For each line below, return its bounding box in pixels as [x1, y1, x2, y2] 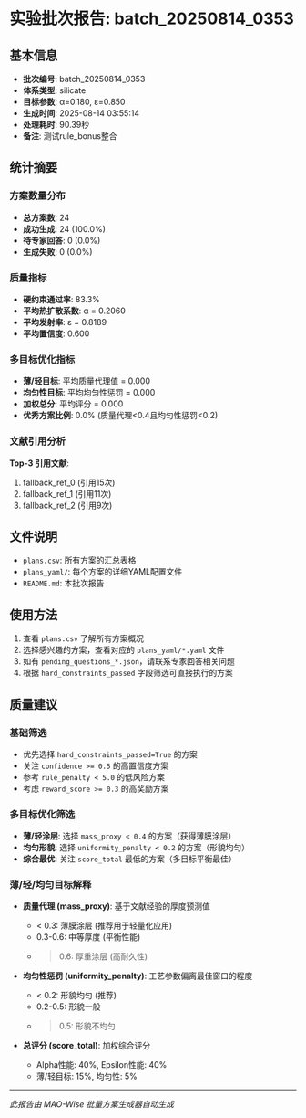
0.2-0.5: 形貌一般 [36, 1001, 101, 1012]
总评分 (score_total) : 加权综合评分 [22, 1040, 151, 1051]
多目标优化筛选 [9, 807, 76, 820]
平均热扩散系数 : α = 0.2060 [22, 305, 126, 316]
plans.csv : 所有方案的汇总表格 [22, 554, 137, 566]
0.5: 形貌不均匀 [58, 1020, 116, 1032]
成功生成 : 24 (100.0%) [22, 223, 107, 234]
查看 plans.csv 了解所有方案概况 [22, 633, 145, 644]
